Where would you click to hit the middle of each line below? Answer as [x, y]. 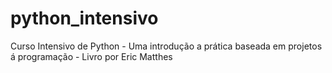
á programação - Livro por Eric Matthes [91, 56]
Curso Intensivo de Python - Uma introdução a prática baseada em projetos [166, 46]
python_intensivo [84, 18]
